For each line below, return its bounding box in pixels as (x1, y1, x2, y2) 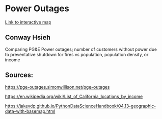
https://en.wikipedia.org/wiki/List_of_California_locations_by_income (5, 94, 143, 99)
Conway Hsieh (5, 33, 51, 42)
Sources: (5, 71, 33, 79)
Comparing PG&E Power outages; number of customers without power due (5, 46, 157, 52)
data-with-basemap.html (5, 108, 55, 114)
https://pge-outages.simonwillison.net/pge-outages (5, 84, 110, 90)
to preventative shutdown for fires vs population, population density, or (5, 51, 149, 57)
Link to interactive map (5, 19, 52, 25)
